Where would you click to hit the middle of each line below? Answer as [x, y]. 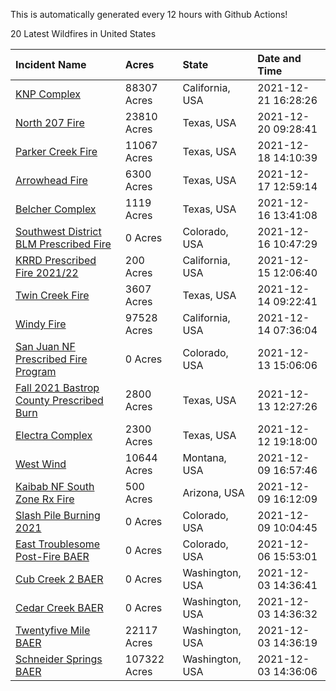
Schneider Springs [59, 659]
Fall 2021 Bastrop [57, 387]
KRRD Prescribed [56, 260]
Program [36, 371]
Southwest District [58, 231]
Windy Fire [41, 324]
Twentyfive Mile [53, 630]
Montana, [204, 457]
